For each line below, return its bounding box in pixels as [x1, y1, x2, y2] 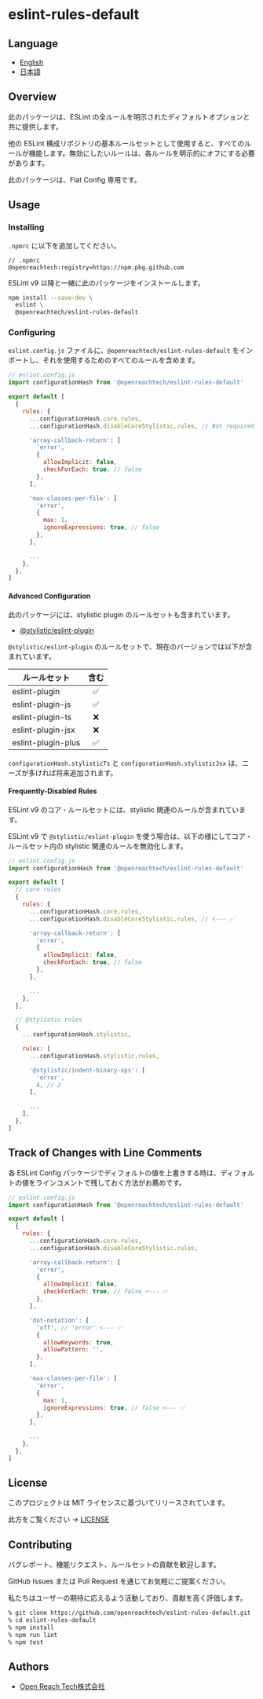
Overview [8, 90, 57, 104]
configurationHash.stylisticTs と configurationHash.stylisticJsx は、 [8, 758, 243, 767]
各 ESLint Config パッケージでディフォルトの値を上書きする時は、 [8, 1168, 221, 1177]
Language [8, 37, 59, 50]
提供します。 [21, 122, 63, 131]
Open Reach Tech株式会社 [19, 1682, 106, 1691]
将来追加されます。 [56, 768, 118, 778]
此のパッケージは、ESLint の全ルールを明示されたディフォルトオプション [8, 112, 243, 121]
